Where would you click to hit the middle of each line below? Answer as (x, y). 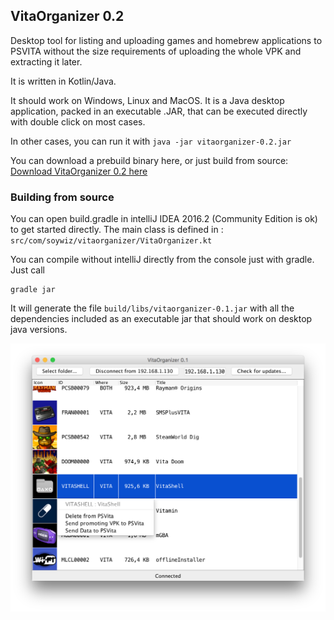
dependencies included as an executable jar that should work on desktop (161, 319)
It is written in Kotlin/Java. (63, 81)
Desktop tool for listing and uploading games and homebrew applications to (166, 40)
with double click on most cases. (78, 121)
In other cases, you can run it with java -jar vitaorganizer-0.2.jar (151, 141)
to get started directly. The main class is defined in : (117, 230)
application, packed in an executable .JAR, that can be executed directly (159, 111)
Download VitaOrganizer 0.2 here (79, 171)
